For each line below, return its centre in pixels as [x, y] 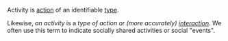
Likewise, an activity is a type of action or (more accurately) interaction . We [114, 23]
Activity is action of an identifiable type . [63, 10]
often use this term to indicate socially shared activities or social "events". [111, 30]
